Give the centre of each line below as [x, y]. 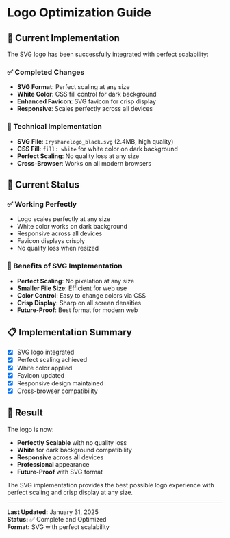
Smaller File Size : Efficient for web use [72, 288]
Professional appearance [53, 464]
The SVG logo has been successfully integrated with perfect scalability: [108, 54]
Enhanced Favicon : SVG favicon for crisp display [86, 101]
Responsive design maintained [60, 383]
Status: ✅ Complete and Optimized [57, 519]
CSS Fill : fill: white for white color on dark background [97, 149]
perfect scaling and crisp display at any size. [70, 492]
